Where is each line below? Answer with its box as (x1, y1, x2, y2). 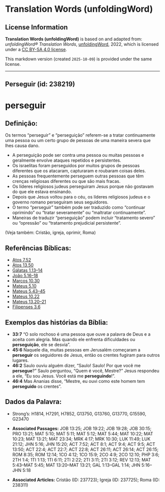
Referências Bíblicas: (5, 244, 71, 252)
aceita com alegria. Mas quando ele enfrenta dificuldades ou (12, 337, 136, 343)
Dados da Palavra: (5, 398, 62, 406)
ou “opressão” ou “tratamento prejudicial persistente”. (12, 220, 121, 226)
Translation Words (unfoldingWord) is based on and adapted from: (5, 36, 142, 42)
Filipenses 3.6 (12, 304, 41, 310)
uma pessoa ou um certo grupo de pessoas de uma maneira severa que (5, 138, 151, 144)
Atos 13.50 (12, 262, 34, 268)
